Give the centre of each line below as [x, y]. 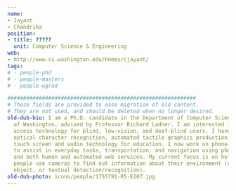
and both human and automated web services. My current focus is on [116, 157]
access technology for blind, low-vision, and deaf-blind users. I [114, 131]
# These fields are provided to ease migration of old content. [103, 105]
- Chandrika [25, 27]
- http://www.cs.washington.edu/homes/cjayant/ [78, 60]
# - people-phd [29, 72]
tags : [15, 66]
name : [15, 14]
